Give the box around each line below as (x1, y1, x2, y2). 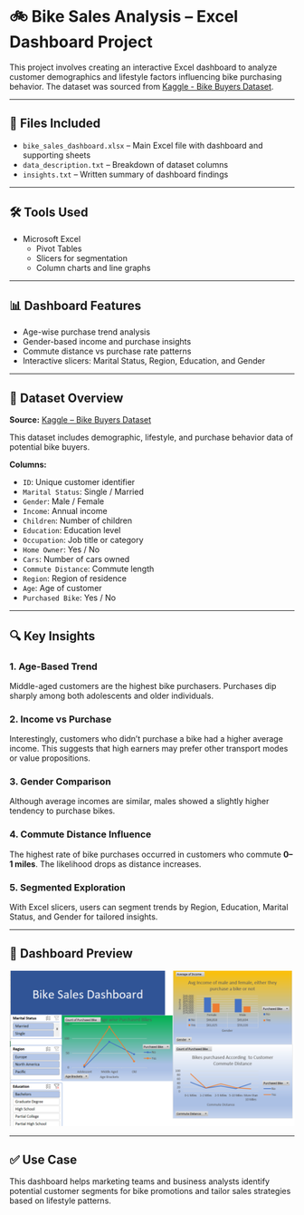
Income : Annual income (22, 506, 108, 517)
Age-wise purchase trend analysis (22, 326, 151, 337)
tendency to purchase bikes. (9, 805, 116, 816)
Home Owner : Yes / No (22, 544, 100, 555)
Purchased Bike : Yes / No (22, 592, 116, 603)
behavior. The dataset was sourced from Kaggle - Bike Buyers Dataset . (9, 81, 274, 92)
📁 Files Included (9, 116, 101, 131)
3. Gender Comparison (9, 775, 111, 788)
